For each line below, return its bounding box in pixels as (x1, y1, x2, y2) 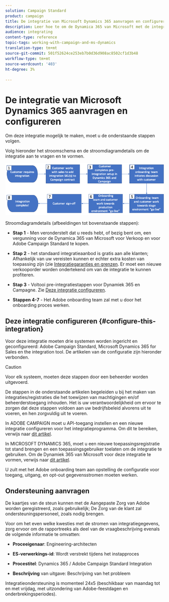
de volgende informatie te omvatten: (5, 531, 80, 537)
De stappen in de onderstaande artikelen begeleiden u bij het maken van (5, 389, 156, 395)
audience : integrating (5, 29, 53, 35)
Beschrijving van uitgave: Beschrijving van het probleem (12, 571, 131, 577)
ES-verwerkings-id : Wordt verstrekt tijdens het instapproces (12, 551, 139, 557)
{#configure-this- (99, 317, 156, 325)
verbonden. (5, 354, 29, 361)
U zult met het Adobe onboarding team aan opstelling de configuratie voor (5, 467, 159, 473)
